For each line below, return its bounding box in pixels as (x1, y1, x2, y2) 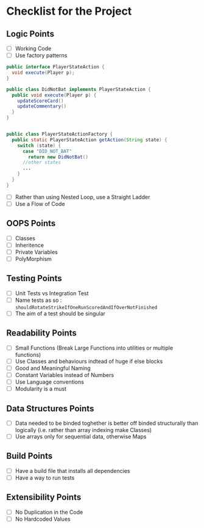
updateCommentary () (17, 103, 67, 109)
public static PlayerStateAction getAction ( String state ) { (12, 136, 167, 143)
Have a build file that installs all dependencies (15, 467, 130, 474)
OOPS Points (6, 218, 56, 229)
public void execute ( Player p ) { (12, 92, 97, 98)
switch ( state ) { (17, 142, 62, 148)
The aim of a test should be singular (15, 310, 105, 317)
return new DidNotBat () (28, 154, 88, 160)
